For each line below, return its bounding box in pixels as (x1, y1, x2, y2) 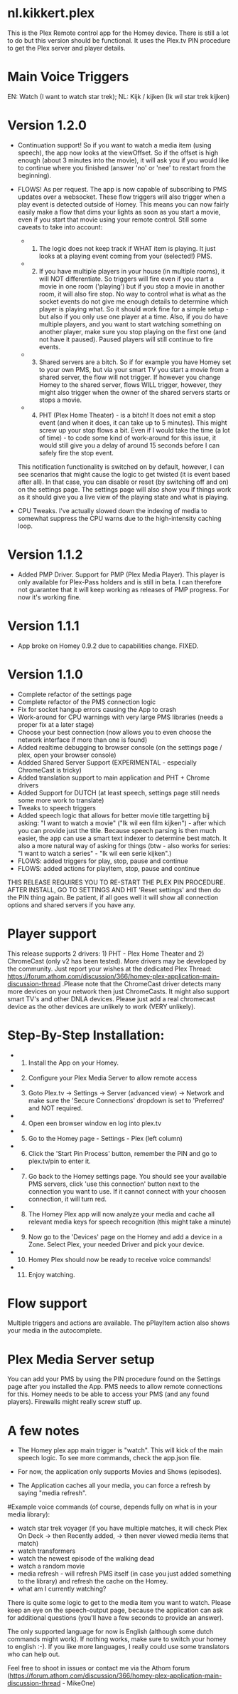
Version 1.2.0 (7, 118, 87, 133)
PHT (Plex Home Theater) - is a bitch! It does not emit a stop (38, 410, 216, 419)
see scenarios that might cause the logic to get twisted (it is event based (17, 470, 231, 478)
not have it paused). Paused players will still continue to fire (38, 335, 213, 344)
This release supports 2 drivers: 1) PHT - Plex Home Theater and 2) (7, 949, 205, 958)
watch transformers (17, 1546, 76, 1555)
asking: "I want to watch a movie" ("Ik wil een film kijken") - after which (17, 818, 226, 827)
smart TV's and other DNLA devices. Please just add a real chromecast (7, 994, 215, 1003)
